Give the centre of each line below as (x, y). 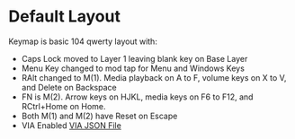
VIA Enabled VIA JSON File (72, 125)
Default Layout (64, 17)
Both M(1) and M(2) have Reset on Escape (99, 116)
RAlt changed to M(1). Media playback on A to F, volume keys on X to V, (154, 77)
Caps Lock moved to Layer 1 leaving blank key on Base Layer (134, 58)
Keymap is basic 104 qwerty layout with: (83, 41)
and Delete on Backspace (69, 87)
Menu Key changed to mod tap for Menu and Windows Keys (133, 68)
